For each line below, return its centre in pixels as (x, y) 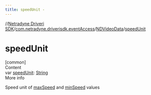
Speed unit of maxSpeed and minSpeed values (52, 87)
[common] (15, 62)
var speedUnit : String (26, 72)
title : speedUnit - (25, 10)
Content (13, 67)
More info (15, 78)
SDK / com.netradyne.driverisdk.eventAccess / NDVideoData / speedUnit (75, 29)
